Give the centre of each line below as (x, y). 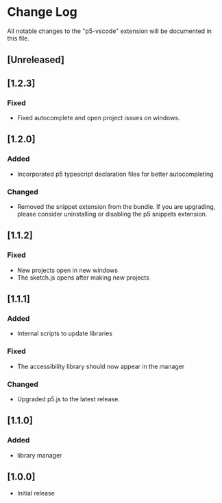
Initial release (36, 493)
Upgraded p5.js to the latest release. (68, 399)
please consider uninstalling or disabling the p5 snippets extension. (112, 214)
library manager (39, 455)
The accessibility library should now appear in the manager (101, 366)
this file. (18, 38)
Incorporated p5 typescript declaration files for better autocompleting (115, 174)
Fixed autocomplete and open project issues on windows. (98, 118)
